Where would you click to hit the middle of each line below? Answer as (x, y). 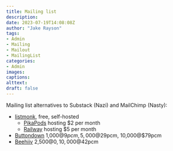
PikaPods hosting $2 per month (62, 123)
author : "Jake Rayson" (34, 28)
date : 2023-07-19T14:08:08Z (41, 22)
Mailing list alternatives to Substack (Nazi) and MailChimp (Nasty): (87, 105)
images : (16, 72)
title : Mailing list (32, 12)
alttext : (17, 83)
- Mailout (18, 50)
